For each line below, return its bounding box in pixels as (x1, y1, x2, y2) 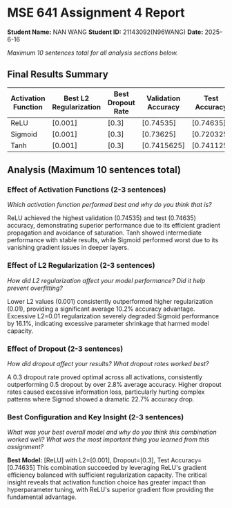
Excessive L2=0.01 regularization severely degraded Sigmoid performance (7, 311, 220, 320)
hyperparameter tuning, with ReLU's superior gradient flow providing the (7, 486, 214, 494)
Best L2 (64, 93, 90, 103)
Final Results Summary (7, 69, 108, 80)
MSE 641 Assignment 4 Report (7, 5, 185, 21)
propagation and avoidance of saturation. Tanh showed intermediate (7, 228, 202, 237)
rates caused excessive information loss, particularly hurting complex (7, 388, 205, 396)
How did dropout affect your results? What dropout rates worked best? (7, 360, 209, 368)
